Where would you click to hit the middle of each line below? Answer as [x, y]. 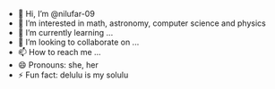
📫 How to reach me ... [59, 52]
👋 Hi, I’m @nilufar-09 [56, 14]
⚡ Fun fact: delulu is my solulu [73, 75]
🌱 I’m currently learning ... [65, 32]
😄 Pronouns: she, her [58, 65]
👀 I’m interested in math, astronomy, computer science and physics [142, 23]
